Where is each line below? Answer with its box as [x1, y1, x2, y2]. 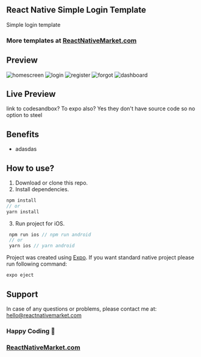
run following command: [6, 260, 68, 267]
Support [6, 289, 38, 299]
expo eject [6, 272, 34, 278]
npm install [6, 197, 37, 203]
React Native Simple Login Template [6, 5, 146, 15]
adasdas [15, 146, 37, 153]
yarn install [6, 208, 40, 215]
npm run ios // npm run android [9, 232, 91, 238]
